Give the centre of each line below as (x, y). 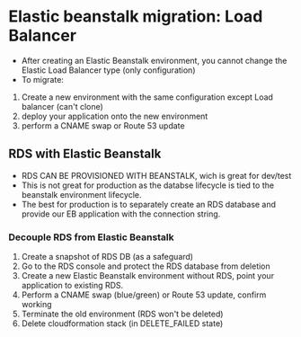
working (36, 305)
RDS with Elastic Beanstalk (85, 154)
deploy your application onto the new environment (115, 116)
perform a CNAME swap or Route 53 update (103, 125)
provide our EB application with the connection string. (121, 214)
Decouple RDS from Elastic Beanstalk (91, 237)
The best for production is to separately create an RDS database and (148, 204)
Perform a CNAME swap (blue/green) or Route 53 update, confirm (144, 295)
